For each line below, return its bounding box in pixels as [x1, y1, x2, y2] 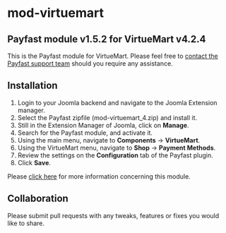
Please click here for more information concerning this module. [7, 172, 191, 181]
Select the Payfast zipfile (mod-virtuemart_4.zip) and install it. [17, 113, 198, 121]
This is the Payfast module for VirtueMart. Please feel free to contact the [7, 52, 218, 60]
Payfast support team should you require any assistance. [7, 59, 173, 68]
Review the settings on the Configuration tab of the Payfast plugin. [17, 150, 213, 160]
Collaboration [7, 193, 69, 205]
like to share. [7, 219, 44, 227]
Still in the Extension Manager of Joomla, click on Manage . [17, 121, 189, 129]
